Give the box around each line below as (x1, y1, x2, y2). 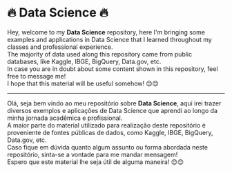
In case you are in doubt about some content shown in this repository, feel (7, 64, 219, 73)
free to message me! (7, 72, 66, 80)
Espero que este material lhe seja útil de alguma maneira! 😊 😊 (7, 157, 184, 166)
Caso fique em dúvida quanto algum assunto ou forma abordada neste (7, 143, 209, 151)
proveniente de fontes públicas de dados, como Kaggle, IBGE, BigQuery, (7, 128, 213, 136)
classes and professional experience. (7, 43, 113, 51)
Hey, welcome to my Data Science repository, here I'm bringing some (7, 28, 206, 36)
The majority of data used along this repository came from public (7, 50, 192, 58)
